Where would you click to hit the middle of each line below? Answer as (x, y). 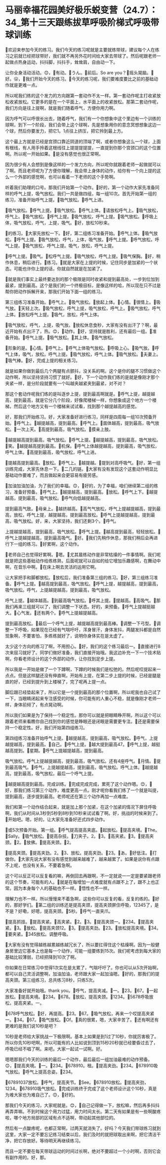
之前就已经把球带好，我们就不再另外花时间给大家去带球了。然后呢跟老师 (83, 56)
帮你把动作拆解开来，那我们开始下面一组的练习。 (55, 291)
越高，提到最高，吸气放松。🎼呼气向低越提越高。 (54, 498)
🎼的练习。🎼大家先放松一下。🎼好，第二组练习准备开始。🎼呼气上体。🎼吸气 (79, 233)
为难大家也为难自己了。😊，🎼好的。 (41, 1095)
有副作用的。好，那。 (27, 1157)
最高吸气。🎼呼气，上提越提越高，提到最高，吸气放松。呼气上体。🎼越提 (82, 767)
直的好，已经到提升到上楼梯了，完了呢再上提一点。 (57, 681)
